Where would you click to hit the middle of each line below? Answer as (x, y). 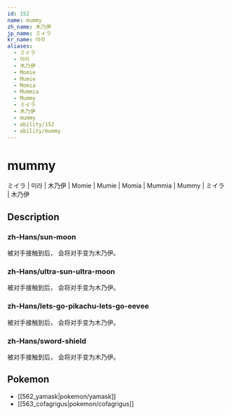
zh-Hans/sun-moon (42, 237)
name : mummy (24, 20)
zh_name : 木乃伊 (29, 27)
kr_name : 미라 (26, 40)
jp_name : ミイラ (29, 33)
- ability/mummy (37, 131)
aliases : (20, 46)
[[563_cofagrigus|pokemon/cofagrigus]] (76, 404)
